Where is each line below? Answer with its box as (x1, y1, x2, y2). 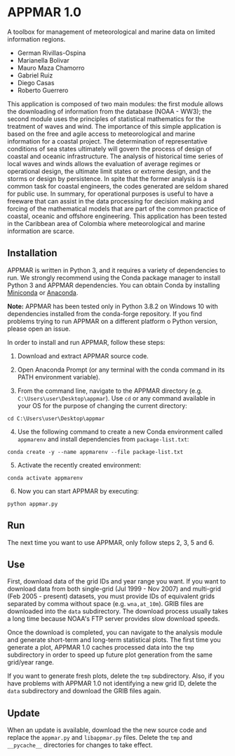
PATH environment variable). (17, 372, 100, 381)
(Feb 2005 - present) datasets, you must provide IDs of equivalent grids (7, 592, 215, 600)
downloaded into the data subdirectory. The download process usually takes (7, 607, 229, 616)
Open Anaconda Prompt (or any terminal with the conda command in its (17, 365, 225, 374)
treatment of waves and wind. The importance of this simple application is (7, 122, 222, 130)
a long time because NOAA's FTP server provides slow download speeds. (7, 615, 220, 623)
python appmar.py (7, 500, 58, 508)
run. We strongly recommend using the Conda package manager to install (7, 273, 221, 282)
